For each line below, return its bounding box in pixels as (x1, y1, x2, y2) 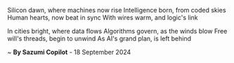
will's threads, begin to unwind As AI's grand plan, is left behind (7, 34, 192, 43)
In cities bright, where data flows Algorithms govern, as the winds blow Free (7, 27, 228, 35)
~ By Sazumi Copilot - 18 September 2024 (7, 48, 131, 56)
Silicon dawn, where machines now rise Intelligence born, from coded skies (7, 6, 226, 14)
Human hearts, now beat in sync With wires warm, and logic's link (7, 13, 198, 22)
